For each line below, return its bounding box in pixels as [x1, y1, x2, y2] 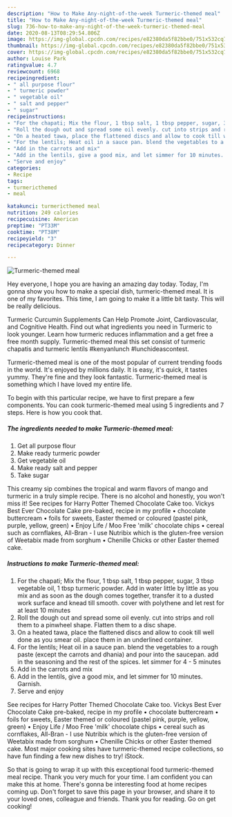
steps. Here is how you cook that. [7, 408, 103, 417]
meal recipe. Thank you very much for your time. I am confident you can [7, 773, 213, 781]
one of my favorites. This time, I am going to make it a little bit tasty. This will [7, 295, 224, 303]
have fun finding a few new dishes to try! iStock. [7, 752, 145, 760]
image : [7, 36, 26, 43]
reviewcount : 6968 [7, 68, 60, 75]
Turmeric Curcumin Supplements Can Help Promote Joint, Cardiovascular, [7, 316, 219, 324]
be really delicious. [7, 302, 61, 310]
